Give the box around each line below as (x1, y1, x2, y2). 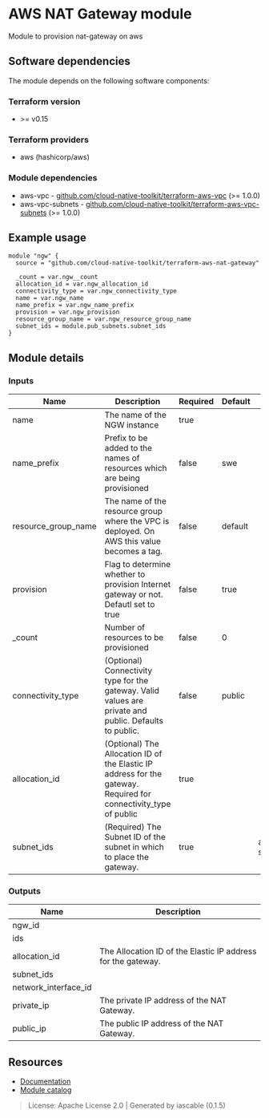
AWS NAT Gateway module (8, 5, 192, 23)
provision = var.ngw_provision (15, 308, 120, 317)
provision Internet (104, 579, 171, 590)
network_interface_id (12, 982, 92, 993)
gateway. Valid (104, 685, 160, 696)
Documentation (19, 1076, 71, 1087)
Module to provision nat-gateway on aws (8, 31, 143, 41)
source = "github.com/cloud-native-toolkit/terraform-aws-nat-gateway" (15, 259, 260, 267)
